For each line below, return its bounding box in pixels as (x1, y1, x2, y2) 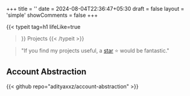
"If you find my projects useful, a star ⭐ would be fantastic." (21, 47, 170, 54)
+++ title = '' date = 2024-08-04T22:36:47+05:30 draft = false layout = (6, 5, 185, 12)
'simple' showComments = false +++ (6, 11, 98, 19)
